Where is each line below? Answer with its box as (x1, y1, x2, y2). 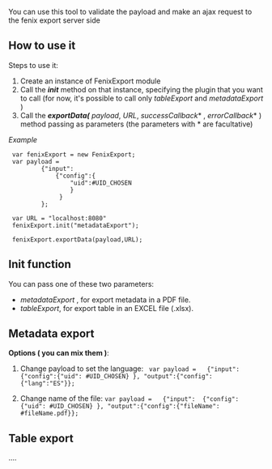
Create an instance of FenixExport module (19, 76, 161, 86)
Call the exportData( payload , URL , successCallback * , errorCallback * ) (19, 110, 262, 120)
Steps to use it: (8, 60, 59, 70)
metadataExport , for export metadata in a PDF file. (19, 295, 191, 305)
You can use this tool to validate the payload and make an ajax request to (8, 7, 253, 16)
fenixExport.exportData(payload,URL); (11, 235, 143, 244)
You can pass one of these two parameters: (8, 279, 155, 288)
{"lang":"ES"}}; (19, 380, 75, 388)
